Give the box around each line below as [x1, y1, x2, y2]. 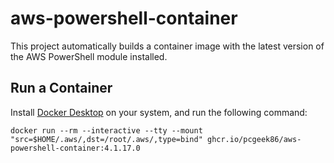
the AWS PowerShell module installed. [10, 50, 168, 62]
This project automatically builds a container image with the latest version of [10, 40, 325, 52]
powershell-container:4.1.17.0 [10, 143, 141, 153]
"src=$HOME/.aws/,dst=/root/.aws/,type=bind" [10, 134, 203, 144]
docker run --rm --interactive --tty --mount [10, 125, 203, 136]
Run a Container [10, 80, 113, 97]
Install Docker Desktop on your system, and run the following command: [10, 106, 308, 118]
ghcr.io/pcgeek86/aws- [206, 134, 302, 144]
